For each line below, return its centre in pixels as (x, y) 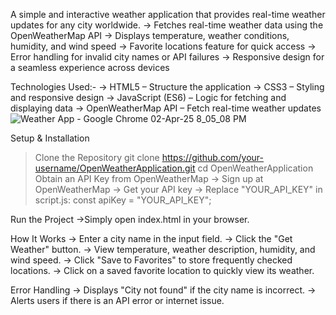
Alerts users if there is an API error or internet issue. (117, 300)
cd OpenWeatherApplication (255, 168)
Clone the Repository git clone (97, 157)
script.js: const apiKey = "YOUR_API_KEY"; (123, 200)
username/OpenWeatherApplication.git (115, 168)
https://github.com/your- (213, 157)
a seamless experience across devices (90, 67)
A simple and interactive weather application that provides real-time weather (168, 14)
